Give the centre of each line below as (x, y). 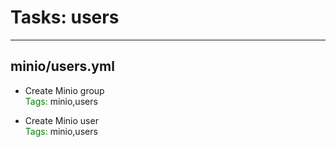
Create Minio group (64, 90)
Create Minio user (61, 120)
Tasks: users (65, 17)
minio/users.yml (62, 66)
